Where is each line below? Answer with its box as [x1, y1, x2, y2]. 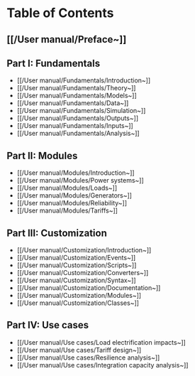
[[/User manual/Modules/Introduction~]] [16, 168, 135, 177]
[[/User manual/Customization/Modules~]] [16, 291, 142, 300]
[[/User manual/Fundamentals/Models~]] [16, 91, 138, 100]
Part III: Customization [6, 227, 107, 239]
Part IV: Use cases [6, 319, 89, 331]
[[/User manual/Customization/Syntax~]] [16, 276, 136, 285]
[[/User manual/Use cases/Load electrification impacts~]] [16, 338, 186, 346]
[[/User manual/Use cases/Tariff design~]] [16, 345, 142, 354]
